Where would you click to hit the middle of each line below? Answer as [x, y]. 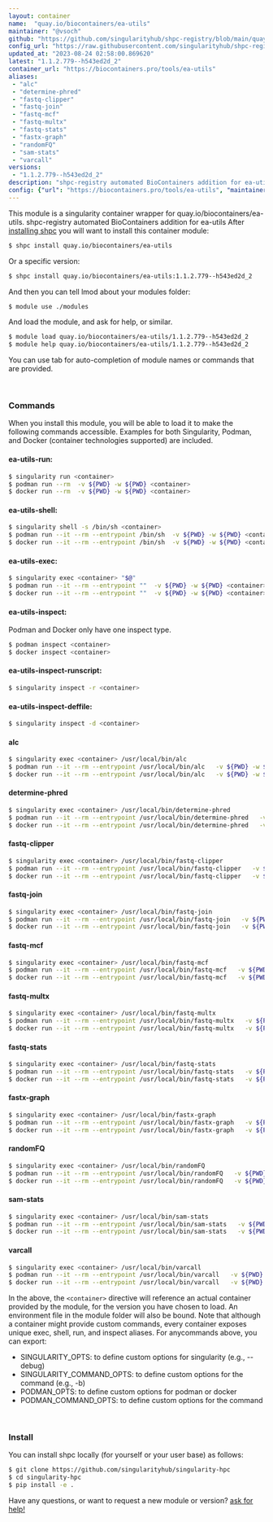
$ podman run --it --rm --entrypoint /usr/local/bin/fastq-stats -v [130, 1072]
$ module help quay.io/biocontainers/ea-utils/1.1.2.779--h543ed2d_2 [129, 344]
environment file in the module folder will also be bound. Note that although [135, 1315]
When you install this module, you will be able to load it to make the [121, 423]
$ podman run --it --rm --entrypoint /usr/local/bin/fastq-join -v [129, 919]
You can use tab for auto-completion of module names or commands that [131, 360]
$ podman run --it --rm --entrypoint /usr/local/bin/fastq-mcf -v [127, 970]
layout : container [39, 16]
